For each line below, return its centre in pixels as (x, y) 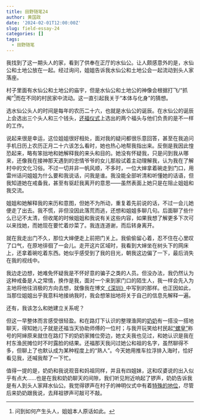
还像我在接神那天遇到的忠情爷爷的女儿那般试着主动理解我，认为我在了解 (105, 160)
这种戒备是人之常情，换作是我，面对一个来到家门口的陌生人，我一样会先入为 (100, 280)
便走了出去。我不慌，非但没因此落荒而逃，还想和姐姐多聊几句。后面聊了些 (97, 210)
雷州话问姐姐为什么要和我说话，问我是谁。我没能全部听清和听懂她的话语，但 (100, 175)
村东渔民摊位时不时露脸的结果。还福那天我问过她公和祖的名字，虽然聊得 (95, 343)
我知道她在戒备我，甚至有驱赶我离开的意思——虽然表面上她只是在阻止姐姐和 (100, 183)
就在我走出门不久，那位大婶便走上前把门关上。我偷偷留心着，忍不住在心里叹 (100, 238)
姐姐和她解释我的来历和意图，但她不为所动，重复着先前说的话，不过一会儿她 (100, 203)
